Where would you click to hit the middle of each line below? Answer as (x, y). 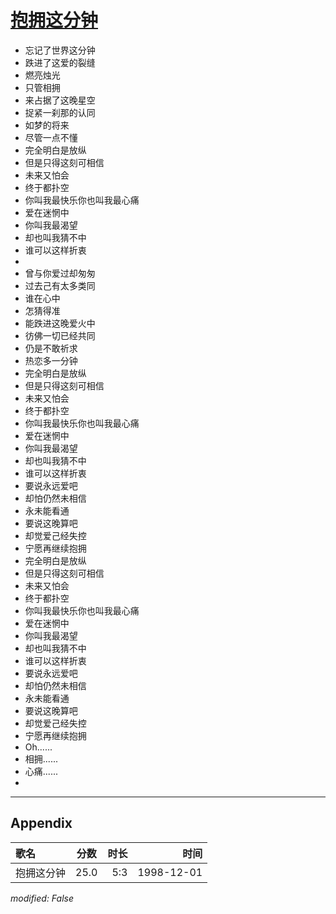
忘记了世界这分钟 (60, 50)
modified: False (42, 898)
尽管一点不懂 (51, 137)
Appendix (41, 823)
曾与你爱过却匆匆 (60, 273)
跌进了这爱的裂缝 (60, 62)
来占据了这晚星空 (60, 100)
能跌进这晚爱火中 (60, 323)
